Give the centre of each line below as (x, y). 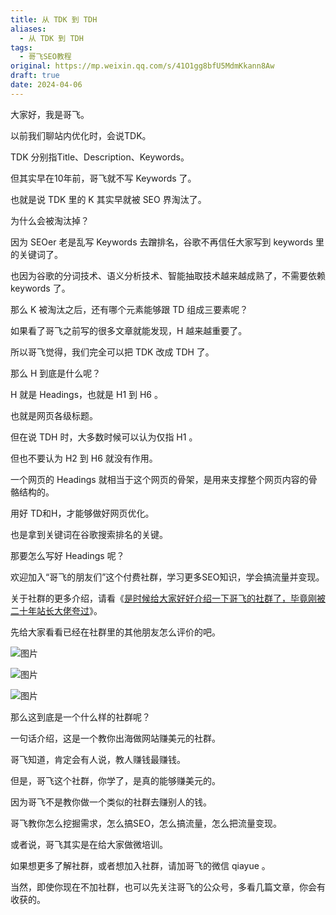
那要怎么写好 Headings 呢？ (67, 555)
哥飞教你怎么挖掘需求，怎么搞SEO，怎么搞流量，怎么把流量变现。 (146, 823)
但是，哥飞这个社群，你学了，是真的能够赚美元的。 (115, 780)
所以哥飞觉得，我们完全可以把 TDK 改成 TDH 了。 (112, 352)
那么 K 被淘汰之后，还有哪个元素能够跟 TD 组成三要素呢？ (129, 309)
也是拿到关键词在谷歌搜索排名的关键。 (89, 534)
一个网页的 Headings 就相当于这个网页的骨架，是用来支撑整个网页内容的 (159, 479)
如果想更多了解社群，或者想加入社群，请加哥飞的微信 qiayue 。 (140, 865)
